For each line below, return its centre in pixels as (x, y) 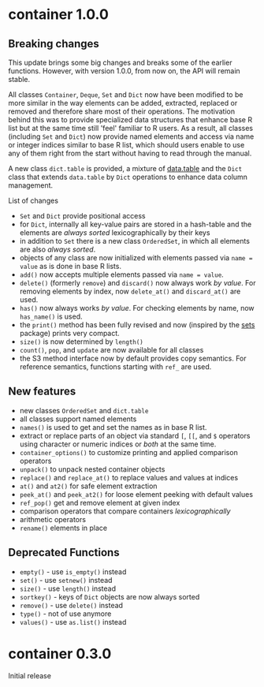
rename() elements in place (63, 528)
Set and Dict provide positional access (82, 216)
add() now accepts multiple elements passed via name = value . (122, 274)
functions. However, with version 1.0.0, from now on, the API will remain (124, 71)
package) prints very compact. (69, 333)
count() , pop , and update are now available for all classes (112, 350)
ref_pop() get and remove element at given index (100, 502)
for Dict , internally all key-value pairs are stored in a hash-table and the (136, 224)
